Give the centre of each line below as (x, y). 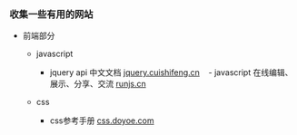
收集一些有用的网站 (51, 14)
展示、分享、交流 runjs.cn (98, 84)
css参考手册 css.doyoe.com (102, 121)
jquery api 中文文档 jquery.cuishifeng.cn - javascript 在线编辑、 (171, 72)
